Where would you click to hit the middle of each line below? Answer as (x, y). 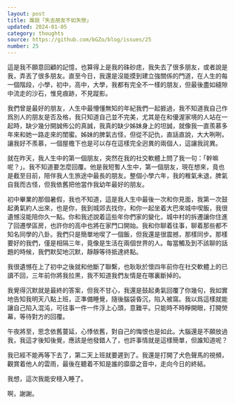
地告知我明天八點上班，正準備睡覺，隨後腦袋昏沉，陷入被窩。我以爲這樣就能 (117, 299)
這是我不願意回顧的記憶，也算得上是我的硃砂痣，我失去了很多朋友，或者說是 (117, 67)
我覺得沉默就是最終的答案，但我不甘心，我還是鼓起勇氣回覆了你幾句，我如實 (117, 290)
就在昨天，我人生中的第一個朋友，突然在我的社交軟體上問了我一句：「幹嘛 (113, 158)
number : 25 (23, 46)
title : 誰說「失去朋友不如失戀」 (50, 20)
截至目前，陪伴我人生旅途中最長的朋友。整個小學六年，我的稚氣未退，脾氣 (120, 175)
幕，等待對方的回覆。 (38, 316)
